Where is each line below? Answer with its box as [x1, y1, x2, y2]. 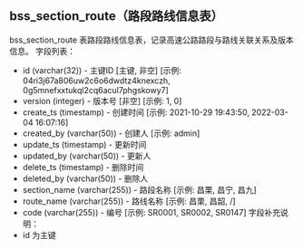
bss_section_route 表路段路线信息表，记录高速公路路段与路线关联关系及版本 [9, 34, 295, 45]
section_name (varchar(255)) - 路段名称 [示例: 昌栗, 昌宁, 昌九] [22, 184, 257, 195]
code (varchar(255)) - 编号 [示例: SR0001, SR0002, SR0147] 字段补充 [22, 206, 281, 217]
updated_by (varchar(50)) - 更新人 [22, 150, 151, 161]
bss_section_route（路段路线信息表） [9, 8, 224, 24]
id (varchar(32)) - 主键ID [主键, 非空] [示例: [22, 64, 181, 75]
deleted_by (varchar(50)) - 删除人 [22, 173, 149, 184]
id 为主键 [22, 229, 56, 240]
